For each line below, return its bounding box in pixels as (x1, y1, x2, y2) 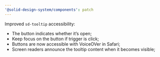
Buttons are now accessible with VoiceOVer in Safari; (11, 41, 120, 47)
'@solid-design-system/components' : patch (4, 7, 94, 12)
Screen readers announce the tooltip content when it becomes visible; (11, 46, 156, 52)
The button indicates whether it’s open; (11, 30, 92, 36)
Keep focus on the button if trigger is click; (11, 36, 100, 42)
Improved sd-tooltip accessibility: (4, 21, 75, 27)
